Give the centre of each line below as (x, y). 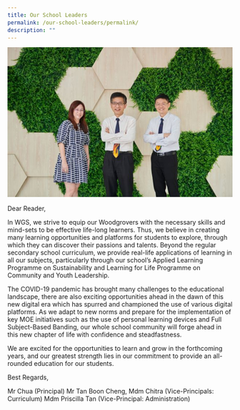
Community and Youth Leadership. (59, 275)
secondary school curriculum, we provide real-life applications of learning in (120, 252)
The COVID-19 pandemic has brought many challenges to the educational (116, 289)
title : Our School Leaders (47, 15)
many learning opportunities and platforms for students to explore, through (117, 237)
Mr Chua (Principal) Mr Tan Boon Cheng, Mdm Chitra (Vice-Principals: (111, 391)
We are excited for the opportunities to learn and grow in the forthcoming (115, 349)
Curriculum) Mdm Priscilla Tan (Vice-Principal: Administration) (99, 399)
